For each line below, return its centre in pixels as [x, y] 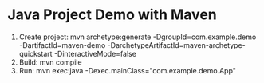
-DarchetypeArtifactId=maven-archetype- [176, 45]
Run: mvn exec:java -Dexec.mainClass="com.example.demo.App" [128, 70]
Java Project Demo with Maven [112, 15]
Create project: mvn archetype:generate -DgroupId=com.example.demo [138, 37]
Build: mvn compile [50, 62]
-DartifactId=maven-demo [62, 45]
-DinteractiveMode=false [95, 53]
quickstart [35, 53]
